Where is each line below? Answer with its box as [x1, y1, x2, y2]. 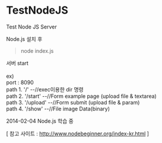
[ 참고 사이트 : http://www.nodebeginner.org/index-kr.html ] [6, 130, 150, 137]
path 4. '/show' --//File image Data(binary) [6, 105, 110, 112]
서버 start [6, 59, 28, 66]
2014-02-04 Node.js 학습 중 [6, 117, 74, 125]
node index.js [20, 47, 54, 54]
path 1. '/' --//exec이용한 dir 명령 [6, 85, 84, 93]
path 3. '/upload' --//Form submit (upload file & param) [6, 98, 140, 106]
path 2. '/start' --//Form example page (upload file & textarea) [6, 93, 157, 100]
